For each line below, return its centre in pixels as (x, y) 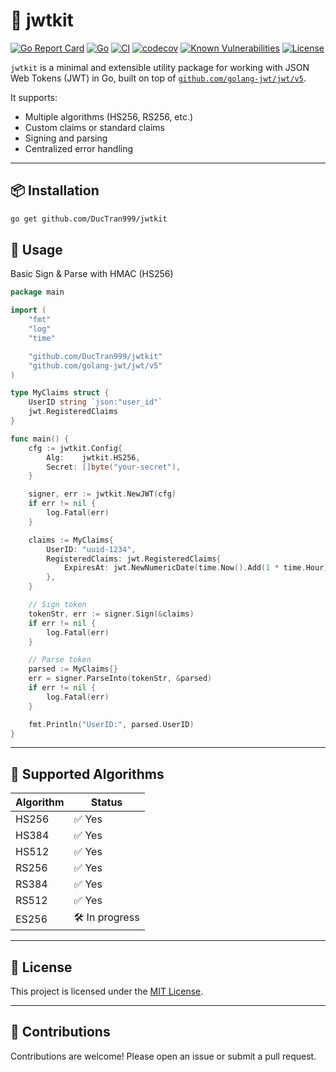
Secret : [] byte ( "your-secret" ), (114, 467)
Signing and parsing (66, 138)
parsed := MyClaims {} (73, 669)
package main (37, 292)
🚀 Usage (36, 250)
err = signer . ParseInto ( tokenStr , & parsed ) (120, 679)
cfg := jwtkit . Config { (75, 448)
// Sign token (57, 605)
